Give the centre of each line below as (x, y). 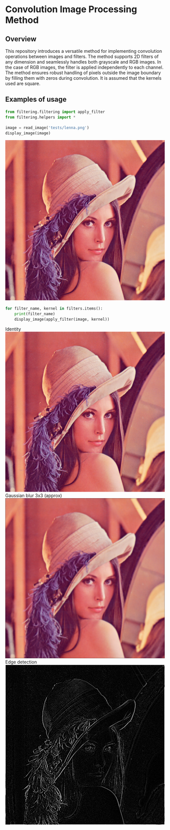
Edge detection (21, 662)
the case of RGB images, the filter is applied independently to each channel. (84, 67)
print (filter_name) (35, 314)
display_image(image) (28, 133)
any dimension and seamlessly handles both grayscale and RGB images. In (83, 62)
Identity (13, 329)
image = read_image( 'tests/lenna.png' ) (47, 128)
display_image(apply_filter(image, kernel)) (62, 319)
